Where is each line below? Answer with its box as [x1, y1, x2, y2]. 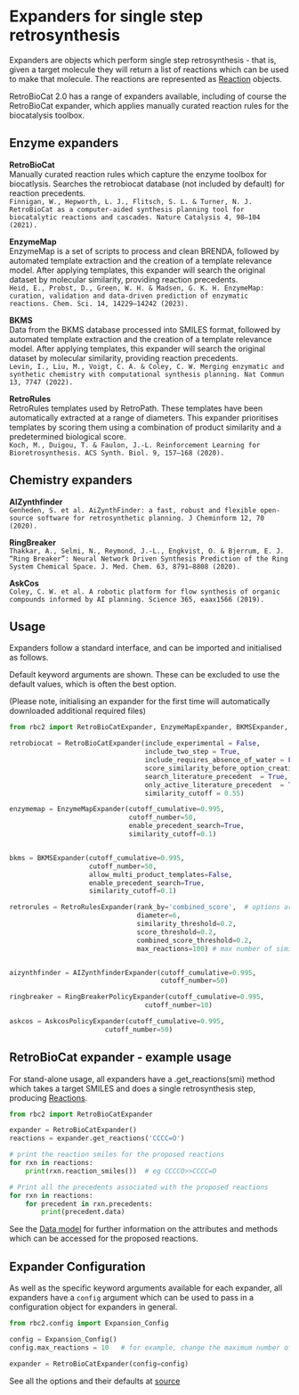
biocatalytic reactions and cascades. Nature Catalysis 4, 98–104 [9, 212, 261, 222]
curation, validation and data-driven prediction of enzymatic [9, 291, 249, 300]
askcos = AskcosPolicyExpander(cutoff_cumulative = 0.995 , [9, 1017, 225, 1026]
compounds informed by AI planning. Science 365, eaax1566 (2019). [9, 595, 265, 603]
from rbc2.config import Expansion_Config [9, 1319, 169, 1328]
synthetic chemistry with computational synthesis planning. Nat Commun [9, 370, 285, 379]
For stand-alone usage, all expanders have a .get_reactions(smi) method [9, 1073, 276, 1084]
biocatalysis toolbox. [9, 110, 85, 120]
